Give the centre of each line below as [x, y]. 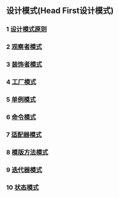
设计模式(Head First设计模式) [60, 11]
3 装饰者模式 [24, 65]
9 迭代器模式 [24, 169]
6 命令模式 [21, 117]
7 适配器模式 [24, 135]
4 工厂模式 [21, 82]
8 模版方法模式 [27, 152]
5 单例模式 [21, 99]
